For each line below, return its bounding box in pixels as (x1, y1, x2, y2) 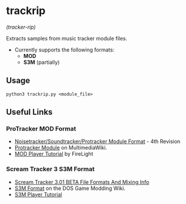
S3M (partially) (23, 59, 60, 66)
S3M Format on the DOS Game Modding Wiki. (14, 185, 126, 192)
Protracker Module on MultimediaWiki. (14, 144, 107, 151)
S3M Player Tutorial (14, 191, 63, 198)
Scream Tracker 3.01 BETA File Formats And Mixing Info (14, 178, 150, 185)
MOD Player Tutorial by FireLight (14, 151, 93, 158)
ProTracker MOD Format (6, 125, 76, 133)
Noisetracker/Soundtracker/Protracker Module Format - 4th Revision (14, 138, 181, 145)
